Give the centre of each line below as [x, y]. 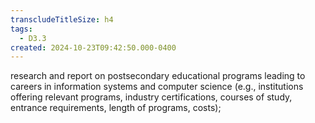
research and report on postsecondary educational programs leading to [158, 76]
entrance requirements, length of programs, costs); [116, 108]
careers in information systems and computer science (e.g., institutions [157, 87]
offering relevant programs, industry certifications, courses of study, [151, 97]
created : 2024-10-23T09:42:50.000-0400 [93, 47]
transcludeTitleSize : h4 [62, 19]
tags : [21, 29]
